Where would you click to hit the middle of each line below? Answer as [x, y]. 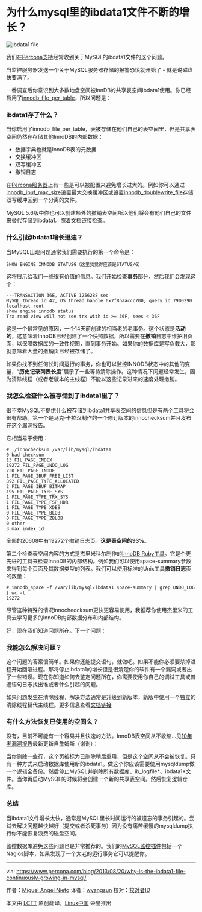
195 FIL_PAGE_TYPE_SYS [35, 492]
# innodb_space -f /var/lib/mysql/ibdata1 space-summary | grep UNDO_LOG [101, 587]
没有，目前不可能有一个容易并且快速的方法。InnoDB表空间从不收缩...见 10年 [99, 736]
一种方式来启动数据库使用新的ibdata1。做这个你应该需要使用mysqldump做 [103, 764]
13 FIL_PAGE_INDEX [29, 460]
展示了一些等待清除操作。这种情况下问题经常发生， [127, 371]
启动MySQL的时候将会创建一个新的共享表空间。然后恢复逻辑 [107, 779]
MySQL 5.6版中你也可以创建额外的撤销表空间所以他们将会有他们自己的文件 [99, 213]
